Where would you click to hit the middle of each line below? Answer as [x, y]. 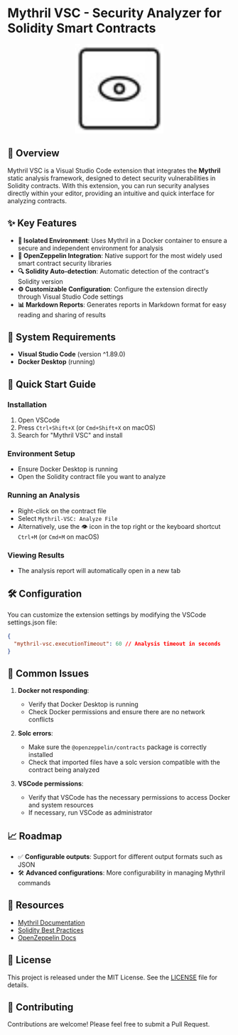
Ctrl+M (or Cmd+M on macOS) [58, 537]
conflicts [41, 720]
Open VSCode [39, 420]
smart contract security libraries [65, 263]
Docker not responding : [53, 691]
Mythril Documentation [51, 922]
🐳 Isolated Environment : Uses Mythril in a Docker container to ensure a [122, 240]
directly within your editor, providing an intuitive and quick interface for [111, 193]
